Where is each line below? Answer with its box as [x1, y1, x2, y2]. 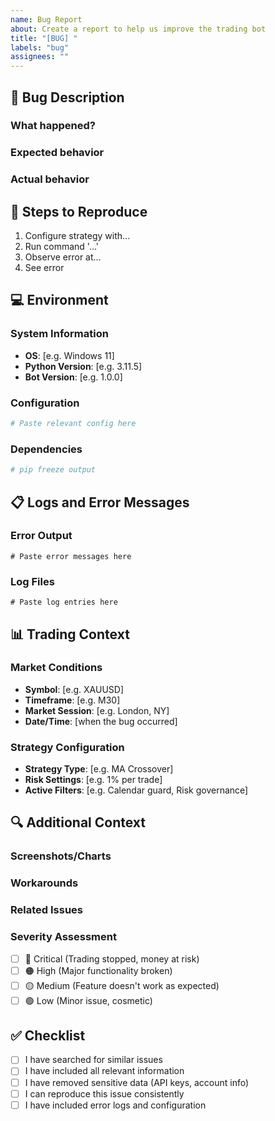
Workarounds [10, 876, 79, 890]
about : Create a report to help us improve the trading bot [10, 24, 267, 34]
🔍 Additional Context [10, 814, 147, 831]
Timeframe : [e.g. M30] [24, 694, 121, 706]
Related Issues [10, 903, 83, 917]
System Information [10, 327, 109, 341]
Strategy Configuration [10, 740, 125, 754]
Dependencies [10, 442, 83, 456]
